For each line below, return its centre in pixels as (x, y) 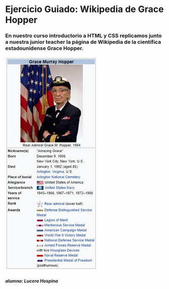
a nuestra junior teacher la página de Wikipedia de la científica (83, 42)
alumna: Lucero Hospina (32, 281)
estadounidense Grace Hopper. (44, 48)
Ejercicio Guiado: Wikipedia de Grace (84, 9)
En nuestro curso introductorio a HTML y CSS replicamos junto (84, 36)
